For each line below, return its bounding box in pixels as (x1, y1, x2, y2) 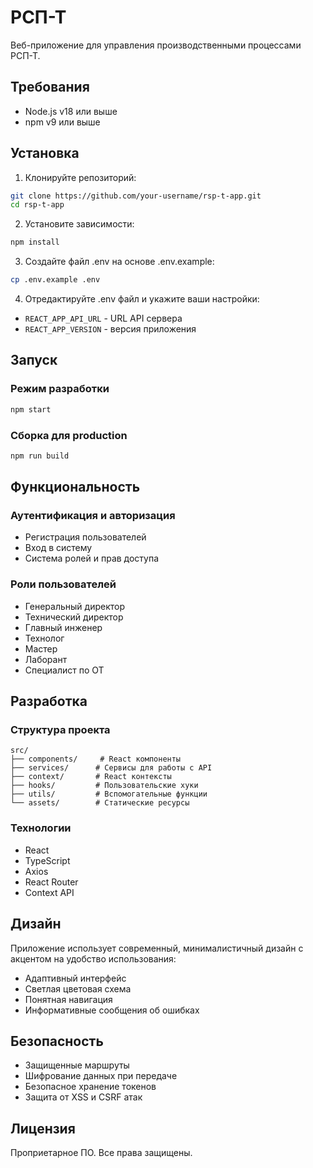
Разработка (10, 693, 88, 710)
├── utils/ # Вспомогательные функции (10, 789, 208, 800)
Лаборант (24, 653, 68, 665)
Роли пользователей (10, 577, 117, 591)
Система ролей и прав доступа (24, 552, 160, 565)
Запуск (10, 352, 58, 369)
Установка (10, 145, 80, 162)
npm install (10, 237, 60, 248)
